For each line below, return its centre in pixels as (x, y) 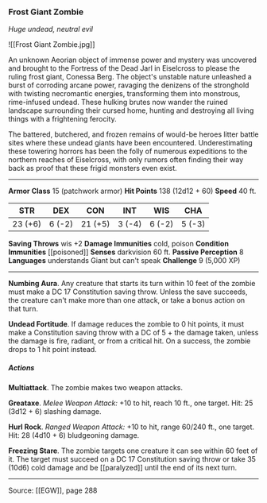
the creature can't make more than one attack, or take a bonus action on (127, 300)
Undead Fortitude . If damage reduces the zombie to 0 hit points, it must (126, 324)
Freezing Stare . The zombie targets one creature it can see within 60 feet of (133, 451)
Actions (21, 367)
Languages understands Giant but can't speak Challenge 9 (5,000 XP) (124, 261)
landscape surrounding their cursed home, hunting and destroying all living (131, 110)
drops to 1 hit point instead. (52, 350)
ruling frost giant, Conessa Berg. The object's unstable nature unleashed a (130, 77)
